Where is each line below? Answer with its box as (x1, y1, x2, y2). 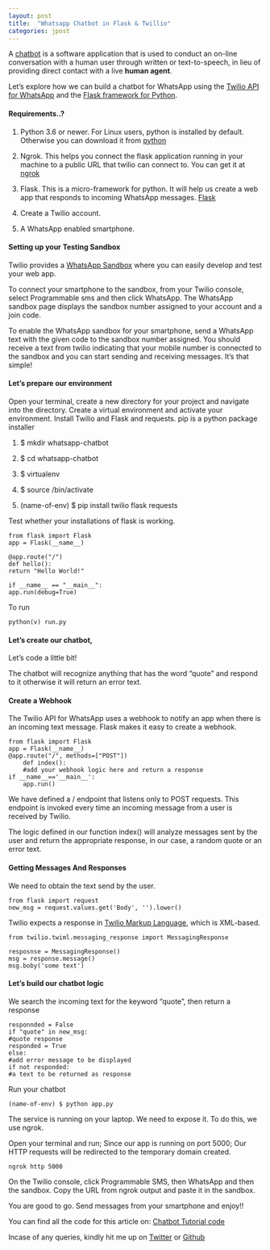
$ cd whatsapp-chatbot (19, 453, 99, 463)
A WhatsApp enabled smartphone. (19, 224, 135, 233)
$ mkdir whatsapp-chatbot (19, 438, 109, 447)
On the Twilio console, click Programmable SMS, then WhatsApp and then (8, 1177, 255, 1186)
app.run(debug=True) (8, 588, 78, 596)
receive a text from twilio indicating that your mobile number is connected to (8, 342, 262, 352)
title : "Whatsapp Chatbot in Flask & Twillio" (8, 19, 172, 27)
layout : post (8, 11, 52, 20)
